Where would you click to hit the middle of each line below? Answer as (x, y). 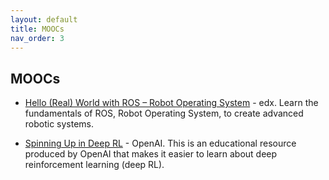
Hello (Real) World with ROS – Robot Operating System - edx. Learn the (171, 103)
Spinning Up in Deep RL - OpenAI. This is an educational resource (160, 143)
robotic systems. (59, 124)
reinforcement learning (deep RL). (94, 165)
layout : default (44, 19)
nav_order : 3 (37, 38)
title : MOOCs (37, 29)
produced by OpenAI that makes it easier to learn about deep (151, 154)
